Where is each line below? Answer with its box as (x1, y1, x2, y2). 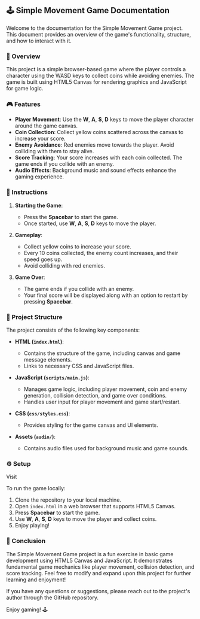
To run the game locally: (6, 485, 66, 492)
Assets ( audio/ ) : (14, 433, 56, 440)
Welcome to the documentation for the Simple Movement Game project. (6, 24, 183, 32)
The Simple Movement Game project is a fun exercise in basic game (6, 550, 174, 557)
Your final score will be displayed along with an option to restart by (23, 292, 188, 299)
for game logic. (6, 85, 44, 92)
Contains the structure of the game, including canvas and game (23, 350, 181, 357)
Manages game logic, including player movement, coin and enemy (23, 386, 187, 393)
